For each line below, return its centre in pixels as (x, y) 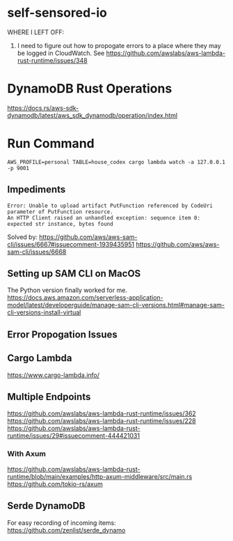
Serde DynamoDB (46, 506)
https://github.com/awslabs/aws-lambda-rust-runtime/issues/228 (102, 421)
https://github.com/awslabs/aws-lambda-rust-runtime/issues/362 (102, 413)
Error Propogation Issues (63, 334)
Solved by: (23, 237)
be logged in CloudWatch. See (61, 53)
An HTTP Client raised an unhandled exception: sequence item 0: (104, 218)
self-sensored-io (57, 13)
